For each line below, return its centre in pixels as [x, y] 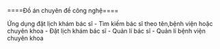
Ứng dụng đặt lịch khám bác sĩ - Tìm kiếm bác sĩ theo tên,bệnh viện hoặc [110, 23]
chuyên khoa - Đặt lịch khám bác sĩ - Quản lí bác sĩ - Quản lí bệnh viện [107, 31]
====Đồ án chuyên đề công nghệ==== [63, 11]
